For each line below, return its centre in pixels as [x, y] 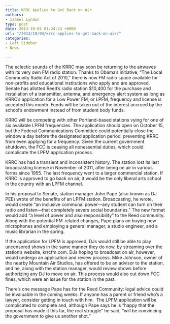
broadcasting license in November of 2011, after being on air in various [79, 167]
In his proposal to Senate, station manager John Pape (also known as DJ [81, 193]
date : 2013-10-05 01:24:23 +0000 [41, 29]
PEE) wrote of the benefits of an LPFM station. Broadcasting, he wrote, [79, 199]
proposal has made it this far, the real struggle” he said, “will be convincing [83, 310]
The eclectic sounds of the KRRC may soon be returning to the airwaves [81, 67]
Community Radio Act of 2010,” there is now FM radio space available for [82, 77]
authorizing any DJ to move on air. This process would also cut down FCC [82, 274]
